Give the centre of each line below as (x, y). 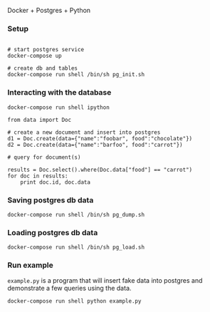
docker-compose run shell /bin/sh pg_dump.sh (76, 214)
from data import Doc (40, 120)
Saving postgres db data (51, 200)
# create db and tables (43, 68)
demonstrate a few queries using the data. (69, 288)
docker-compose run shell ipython (59, 107)
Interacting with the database (59, 93)
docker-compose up (35, 56)
